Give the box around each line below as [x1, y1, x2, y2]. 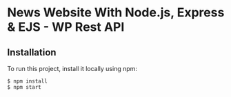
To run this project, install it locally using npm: [7, 65, 138, 72]
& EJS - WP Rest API [7, 19, 125, 35]
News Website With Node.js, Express [7, 5, 225, 20]
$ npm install [7, 78, 48, 85]
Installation [7, 46, 57, 58]
